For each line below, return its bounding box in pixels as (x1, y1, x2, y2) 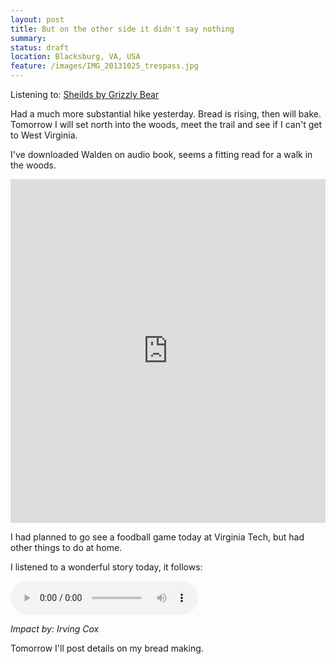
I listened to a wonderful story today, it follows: (10, 561, 203, 573)
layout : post (10, 14, 65, 25)
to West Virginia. (10, 129, 78, 141)
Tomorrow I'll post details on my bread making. (10, 642, 204, 654)
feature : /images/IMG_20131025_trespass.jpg (10, 61, 199, 71)
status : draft (10, 42, 70, 53)
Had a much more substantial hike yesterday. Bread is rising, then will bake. (10, 108, 322, 120)
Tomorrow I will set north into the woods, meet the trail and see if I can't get (10, 119, 322, 130)
